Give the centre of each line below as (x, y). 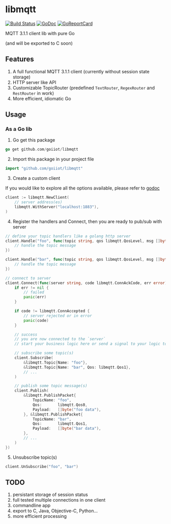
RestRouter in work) (33, 93)
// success (26, 335)
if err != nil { (32, 288)
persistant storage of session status (50, 494)
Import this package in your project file (53, 159)
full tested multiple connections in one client (59, 500)
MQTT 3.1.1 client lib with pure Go (40, 33)
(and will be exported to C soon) (39, 43)
